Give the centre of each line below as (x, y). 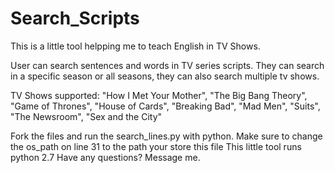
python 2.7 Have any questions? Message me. (105, 157)
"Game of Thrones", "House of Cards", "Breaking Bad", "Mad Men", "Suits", (165, 106)
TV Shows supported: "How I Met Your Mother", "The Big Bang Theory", (159, 95)
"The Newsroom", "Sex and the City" (86, 116)
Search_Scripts (75, 18)
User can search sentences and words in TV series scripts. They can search (167, 65)
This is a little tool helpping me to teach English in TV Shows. (135, 46)
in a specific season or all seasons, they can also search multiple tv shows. (165, 76)
